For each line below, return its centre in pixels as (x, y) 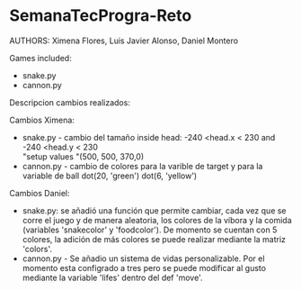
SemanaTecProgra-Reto (101, 16)
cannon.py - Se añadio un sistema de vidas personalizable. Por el (143, 258)
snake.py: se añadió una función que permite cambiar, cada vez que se (154, 210)
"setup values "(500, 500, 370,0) (83, 156)
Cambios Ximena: (42, 120)
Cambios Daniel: (40, 193)
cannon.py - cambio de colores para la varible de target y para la (142, 166)
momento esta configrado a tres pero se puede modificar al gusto (144, 267)
